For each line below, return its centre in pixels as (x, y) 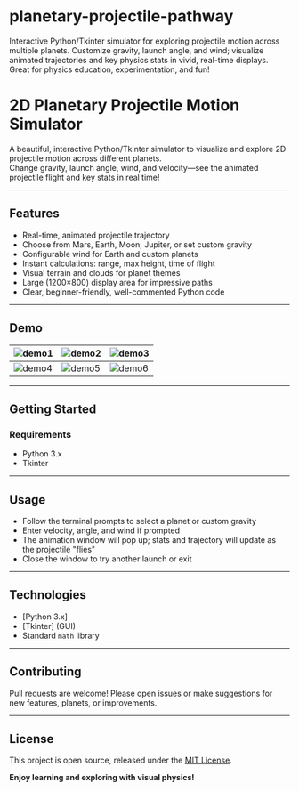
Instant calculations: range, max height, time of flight (118, 263)
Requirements (40, 434)
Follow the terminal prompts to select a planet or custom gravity (139, 521)
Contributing (45, 672)
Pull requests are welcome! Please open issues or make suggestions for (141, 693)
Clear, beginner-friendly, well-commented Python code (123, 292)
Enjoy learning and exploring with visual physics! (102, 778)
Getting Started (53, 409)
